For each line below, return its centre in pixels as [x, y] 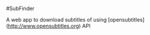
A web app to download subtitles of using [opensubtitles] [76, 20]
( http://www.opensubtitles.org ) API [49, 26]
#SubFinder [20, 8]
